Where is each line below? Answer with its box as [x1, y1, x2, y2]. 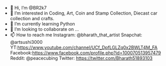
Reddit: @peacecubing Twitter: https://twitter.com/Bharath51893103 [10, 55, 153, 61]
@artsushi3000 [10, 39, 43, 45]
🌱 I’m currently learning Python [10, 21, 75, 27]
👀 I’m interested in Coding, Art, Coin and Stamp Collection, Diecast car [10, 10, 158, 16]
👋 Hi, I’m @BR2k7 [10, 5, 47, 11]
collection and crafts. [10, 16, 55, 21]
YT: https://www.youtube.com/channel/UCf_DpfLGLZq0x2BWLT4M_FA [10, 44, 158, 50]
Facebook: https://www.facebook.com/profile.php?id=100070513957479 [10, 50, 161, 55]
